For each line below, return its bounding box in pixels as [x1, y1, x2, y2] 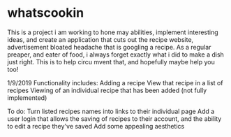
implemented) [7, 93, 47, 102]
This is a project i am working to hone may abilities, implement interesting [7, 28, 218, 36]
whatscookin [7, 5, 84, 21]
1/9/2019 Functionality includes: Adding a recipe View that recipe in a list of [7, 78, 223, 87]
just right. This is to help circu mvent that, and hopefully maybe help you [7, 57, 215, 66]
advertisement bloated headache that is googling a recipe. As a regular [7, 43, 211, 51]
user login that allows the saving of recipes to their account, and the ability [7, 114, 222, 123]
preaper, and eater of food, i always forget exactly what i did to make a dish [7, 50, 225, 59]
